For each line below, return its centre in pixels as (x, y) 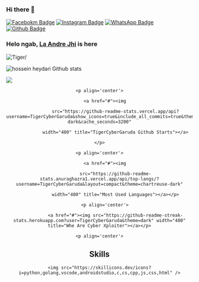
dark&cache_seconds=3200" (99, 122)
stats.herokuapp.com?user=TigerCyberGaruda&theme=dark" (84, 220)
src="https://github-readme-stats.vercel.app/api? (115, 111)
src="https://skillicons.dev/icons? (106, 268)
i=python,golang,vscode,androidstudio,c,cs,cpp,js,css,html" (96, 273)
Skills (99, 254)
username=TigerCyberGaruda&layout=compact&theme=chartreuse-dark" (99, 184)
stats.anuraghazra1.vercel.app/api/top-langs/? (99, 179)
